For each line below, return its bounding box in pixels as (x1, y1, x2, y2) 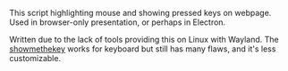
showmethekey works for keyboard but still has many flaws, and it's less (9, 43, 276, 54)
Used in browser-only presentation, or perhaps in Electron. (9, 17, 226, 28)
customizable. (9, 53, 61, 63)
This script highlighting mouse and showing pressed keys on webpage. (9, 8, 272, 18)
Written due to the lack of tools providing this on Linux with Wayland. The (9, 35, 279, 44)
